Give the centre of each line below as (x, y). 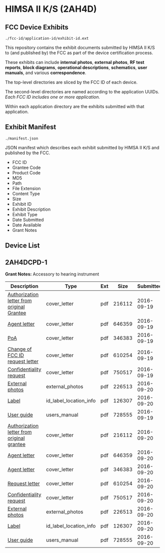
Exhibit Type (25, 214)
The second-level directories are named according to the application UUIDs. (82, 92)
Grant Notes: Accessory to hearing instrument (52, 274)
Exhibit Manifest (31, 127)
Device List (23, 246)
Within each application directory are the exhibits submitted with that (75, 106)
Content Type (26, 194)
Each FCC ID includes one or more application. (53, 97)
